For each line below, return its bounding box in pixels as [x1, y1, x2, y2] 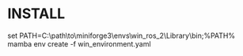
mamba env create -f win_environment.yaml [7, 39, 151, 48]
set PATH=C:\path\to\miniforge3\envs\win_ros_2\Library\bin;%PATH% [7, 31, 235, 40]
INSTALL [7, 5, 66, 23]
